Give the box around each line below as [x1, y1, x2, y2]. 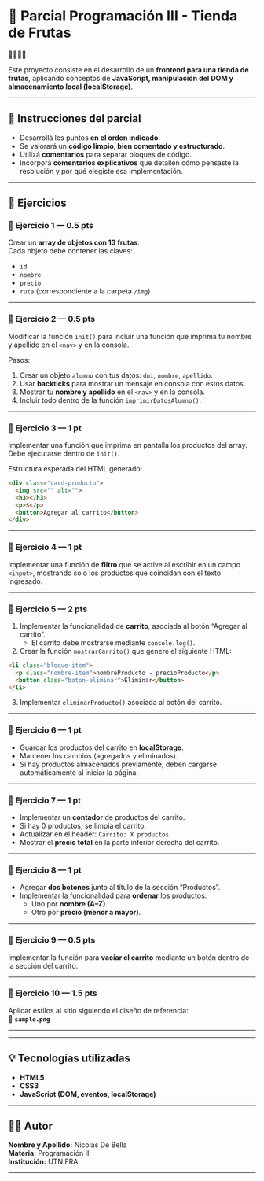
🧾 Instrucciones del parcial [8, 112, 141, 125]
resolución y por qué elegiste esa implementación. [19, 166, 183, 175]
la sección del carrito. [8, 961, 79, 970]
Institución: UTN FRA [8, 1157, 79, 1167]
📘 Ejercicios [8, 197, 67, 210]
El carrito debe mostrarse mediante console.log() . [31, 637, 196, 648]
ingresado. [8, 576, 43, 585]
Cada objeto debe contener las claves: [8, 246, 133, 256]
